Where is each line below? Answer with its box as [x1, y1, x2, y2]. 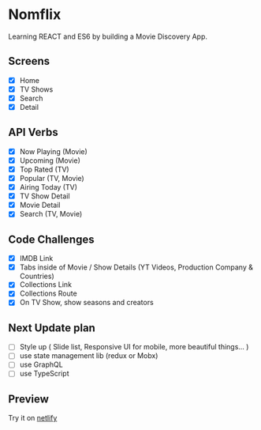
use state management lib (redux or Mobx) [19, 351, 158, 360]
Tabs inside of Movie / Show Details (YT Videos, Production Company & [19, 262, 254, 272]
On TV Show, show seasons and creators [19, 298, 154, 307]
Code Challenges [8, 232, 95, 246]
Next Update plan [8, 321, 96, 334]
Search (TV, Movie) [19, 209, 83, 219]
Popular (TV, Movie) [19, 174, 84, 183]
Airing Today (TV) [19, 183, 77, 192]
